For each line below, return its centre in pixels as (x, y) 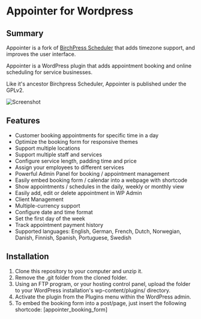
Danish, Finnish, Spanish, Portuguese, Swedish (73, 237)
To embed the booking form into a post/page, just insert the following (100, 303)
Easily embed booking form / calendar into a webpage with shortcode (101, 180)
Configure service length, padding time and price (76, 161)
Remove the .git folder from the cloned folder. (71, 277)
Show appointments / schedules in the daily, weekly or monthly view (100, 186)
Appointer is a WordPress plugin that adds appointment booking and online (99, 66)
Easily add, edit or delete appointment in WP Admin (78, 193)
